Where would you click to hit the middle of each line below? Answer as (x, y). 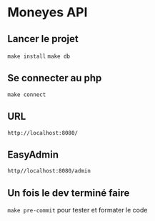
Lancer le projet (43, 39)
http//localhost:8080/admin (49, 171)
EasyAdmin (33, 155)
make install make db (39, 56)
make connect (27, 94)
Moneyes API (47, 12)
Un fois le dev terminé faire (69, 193)
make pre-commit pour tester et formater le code (77, 210)
